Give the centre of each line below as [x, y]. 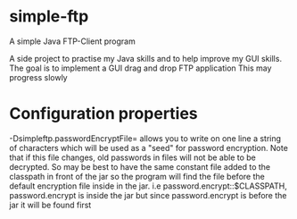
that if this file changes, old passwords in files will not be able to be [132, 157]
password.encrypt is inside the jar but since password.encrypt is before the [148, 195]
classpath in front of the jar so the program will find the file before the [137, 176]
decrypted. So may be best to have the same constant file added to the [140, 166]
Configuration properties [103, 114]
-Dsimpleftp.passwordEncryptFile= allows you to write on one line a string [145, 138]
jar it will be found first [50, 205]
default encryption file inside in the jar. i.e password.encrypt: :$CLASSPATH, [148, 186]
